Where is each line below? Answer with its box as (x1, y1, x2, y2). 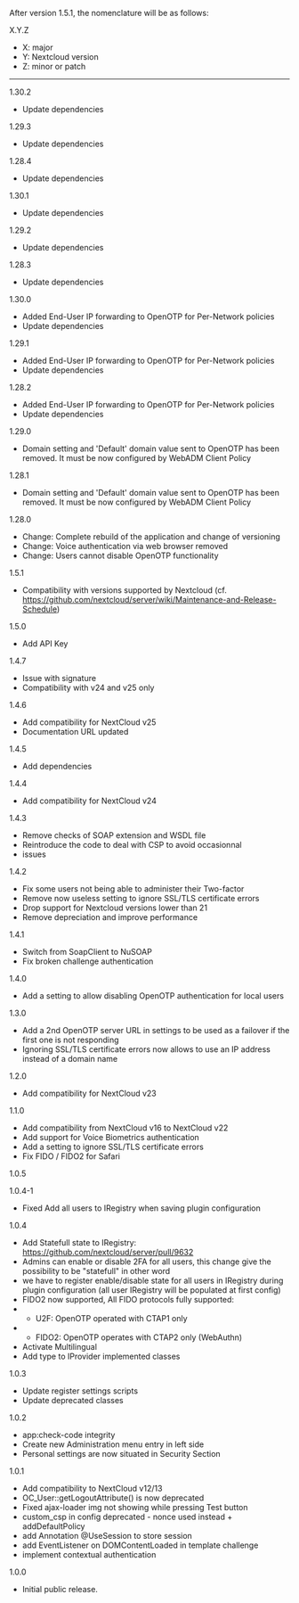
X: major (21, 42, 53, 53)
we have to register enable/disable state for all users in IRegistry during (21, 1275, 284, 1286)
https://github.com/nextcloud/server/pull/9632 (21, 1247, 194, 1257)
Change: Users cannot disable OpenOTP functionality (21, 550, 220, 561)
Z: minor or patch (21, 62, 86, 71)
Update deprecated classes (21, 1395, 124, 1405)
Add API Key (21, 638, 69, 649)
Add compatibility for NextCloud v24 (21, 795, 158, 806)
